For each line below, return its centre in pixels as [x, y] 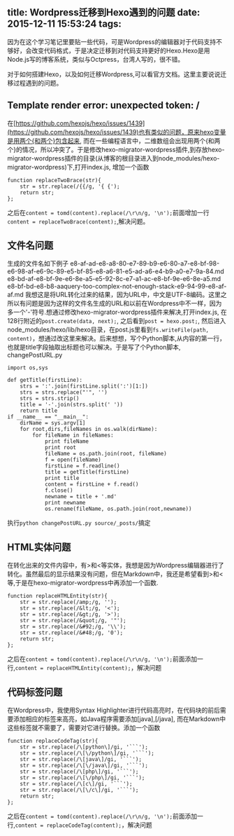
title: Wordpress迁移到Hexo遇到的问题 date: [104, 13]
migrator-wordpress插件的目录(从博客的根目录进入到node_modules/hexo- [114, 158]
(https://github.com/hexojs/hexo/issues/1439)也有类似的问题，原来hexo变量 [117, 132]
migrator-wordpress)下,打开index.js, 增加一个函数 [78, 167]
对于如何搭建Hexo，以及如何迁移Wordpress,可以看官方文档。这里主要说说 [114, 74]
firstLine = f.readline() [82, 466]
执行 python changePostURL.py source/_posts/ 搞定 [79, 523]
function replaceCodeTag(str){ [53, 741]
